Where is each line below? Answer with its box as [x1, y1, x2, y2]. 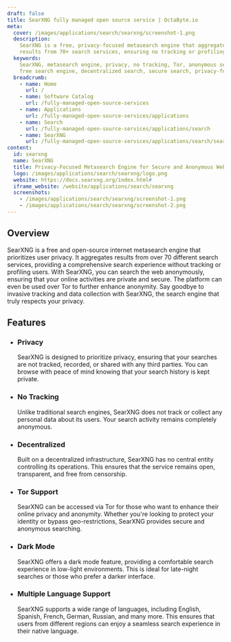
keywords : [13, 55, 41, 62]
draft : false [7, 10, 45, 17]
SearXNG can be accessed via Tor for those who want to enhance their [16, 503, 219, 511]
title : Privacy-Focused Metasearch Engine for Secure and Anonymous [13, 163, 214, 171]
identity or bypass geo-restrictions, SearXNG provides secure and [16, 517, 205, 526]
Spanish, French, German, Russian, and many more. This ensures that [16, 612, 215, 620]
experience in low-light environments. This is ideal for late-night [16, 565, 199, 573]
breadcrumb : [13, 74, 48, 81]
